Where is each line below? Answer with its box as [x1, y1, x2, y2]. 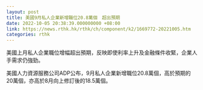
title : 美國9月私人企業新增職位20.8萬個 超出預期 [6, 15, 120, 21]
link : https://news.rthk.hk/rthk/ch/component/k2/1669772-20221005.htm [6, 26, 191, 32]
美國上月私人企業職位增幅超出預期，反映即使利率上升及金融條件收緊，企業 [6, 49, 192, 57]
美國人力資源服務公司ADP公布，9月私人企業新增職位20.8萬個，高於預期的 [6, 69, 191, 77]
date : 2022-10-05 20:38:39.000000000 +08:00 [6, 20, 121, 26]
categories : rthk [6, 32, 50, 38]
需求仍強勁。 [11, 57, 44, 64]
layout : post [6, 9, 39, 15]
